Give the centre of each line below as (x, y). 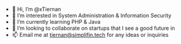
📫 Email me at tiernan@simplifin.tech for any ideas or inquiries (90, 35)
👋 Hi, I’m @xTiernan (37, 9)
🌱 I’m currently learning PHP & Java (56, 22)
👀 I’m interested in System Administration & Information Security (92, 15)
